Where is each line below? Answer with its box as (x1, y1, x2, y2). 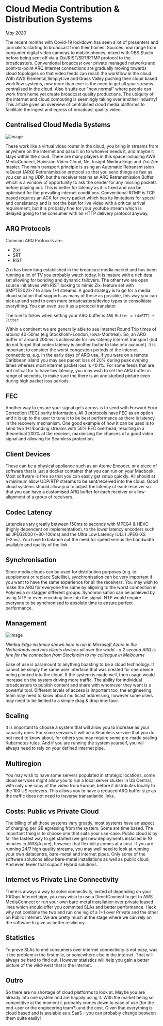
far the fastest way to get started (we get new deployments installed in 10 (5, 836, 152, 841)
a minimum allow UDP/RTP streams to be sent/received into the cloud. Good (5, 478, 158, 484)
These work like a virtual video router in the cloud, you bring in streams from (5, 143, 159, 149)
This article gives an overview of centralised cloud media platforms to (5, 101, 145, 107)
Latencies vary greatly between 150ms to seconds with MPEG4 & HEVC (5, 521, 148, 527)
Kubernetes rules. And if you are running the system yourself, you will (5, 740, 145, 746)
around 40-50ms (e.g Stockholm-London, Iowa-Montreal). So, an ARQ (5, 331, 147, 337)
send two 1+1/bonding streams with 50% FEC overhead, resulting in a (5, 425, 145, 432)
